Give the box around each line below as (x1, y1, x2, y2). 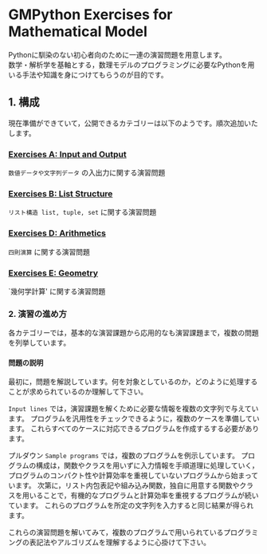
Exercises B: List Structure (8, 188, 113, 199)
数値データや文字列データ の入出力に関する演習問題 (8, 168, 166, 177)
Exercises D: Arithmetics (8, 228, 106, 239)
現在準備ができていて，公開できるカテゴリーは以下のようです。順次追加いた (8, 118, 258, 128)
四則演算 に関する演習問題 (8, 247, 90, 256)
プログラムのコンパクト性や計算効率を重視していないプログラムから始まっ (8, 471, 252, 481)
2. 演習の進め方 (8, 308, 68, 319)
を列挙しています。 (8, 338, 71, 348)
